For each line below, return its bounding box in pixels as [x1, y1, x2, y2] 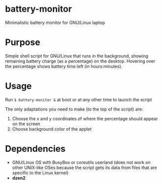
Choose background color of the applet [12, 126, 92, 132]
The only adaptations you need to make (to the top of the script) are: [5, 106, 143, 112]
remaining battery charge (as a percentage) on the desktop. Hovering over [5, 58, 156, 64]
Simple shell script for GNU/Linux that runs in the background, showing [5, 53, 148, 59]
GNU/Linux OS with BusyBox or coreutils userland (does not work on [12, 159, 151, 165]
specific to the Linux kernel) [12, 170, 69, 176]
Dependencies [5, 143, 66, 154]
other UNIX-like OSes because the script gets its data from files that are [12, 164, 157, 170]
